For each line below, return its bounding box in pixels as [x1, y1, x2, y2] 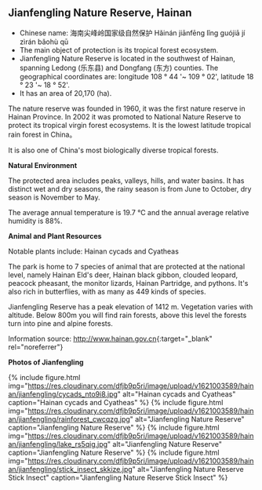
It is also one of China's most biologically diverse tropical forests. [8, 145, 219, 155]
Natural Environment [8, 160, 78, 170]
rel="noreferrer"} [8, 342, 64, 352]
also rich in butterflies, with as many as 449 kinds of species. [8, 287, 206, 296]
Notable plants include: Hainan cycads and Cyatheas [8, 247, 179, 256]
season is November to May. [8, 192, 100, 202]
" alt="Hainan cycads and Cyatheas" [117, 389, 236, 399]
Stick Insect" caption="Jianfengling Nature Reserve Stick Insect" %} [8, 473, 228, 482]
